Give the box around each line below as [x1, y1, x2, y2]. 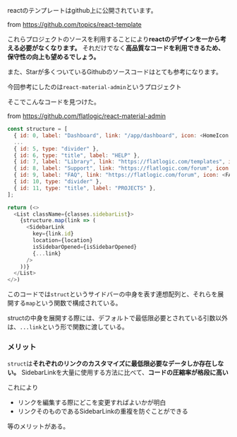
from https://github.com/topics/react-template [7, 21, 142, 28]
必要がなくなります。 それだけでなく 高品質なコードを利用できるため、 [19, 44, 224, 52]
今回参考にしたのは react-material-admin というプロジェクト [7, 83, 182, 91]
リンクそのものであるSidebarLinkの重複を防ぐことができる [17, 407, 188, 416]
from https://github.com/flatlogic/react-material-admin [7, 112, 166, 120]
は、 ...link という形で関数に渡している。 [7, 322, 128, 331]
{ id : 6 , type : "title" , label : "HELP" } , [13, 151, 140, 159]
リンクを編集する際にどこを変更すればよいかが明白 [17, 398, 166, 407]
